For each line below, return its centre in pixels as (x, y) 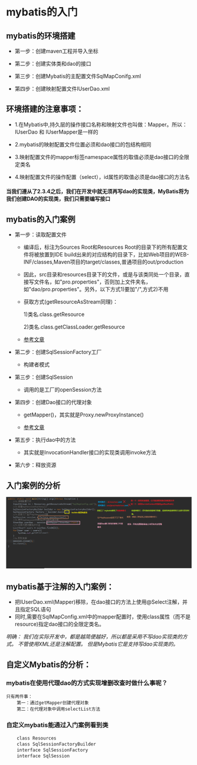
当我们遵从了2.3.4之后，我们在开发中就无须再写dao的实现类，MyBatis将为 (98, 191)
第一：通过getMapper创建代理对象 (53, 703)
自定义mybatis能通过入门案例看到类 (57, 725)
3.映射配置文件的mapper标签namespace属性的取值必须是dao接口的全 (99, 157)
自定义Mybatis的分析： (49, 664)
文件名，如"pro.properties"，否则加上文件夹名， (93, 282)
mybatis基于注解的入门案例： (60, 586)
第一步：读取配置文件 (40, 235)
